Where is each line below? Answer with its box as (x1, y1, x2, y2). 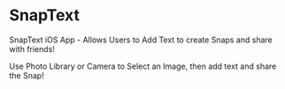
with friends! (9, 43, 56, 54)
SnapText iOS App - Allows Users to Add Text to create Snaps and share (9, 34, 273, 45)
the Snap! (9, 70, 44, 80)
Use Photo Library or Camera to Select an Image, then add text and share (9, 61, 277, 71)
